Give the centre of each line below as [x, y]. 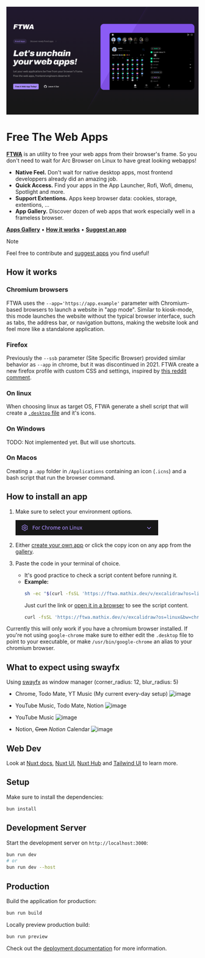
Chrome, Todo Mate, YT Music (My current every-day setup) [92, 694]
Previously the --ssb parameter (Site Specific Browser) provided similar [96, 358]
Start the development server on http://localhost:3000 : [77, 843]
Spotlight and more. [40, 191]
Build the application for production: [51, 901]
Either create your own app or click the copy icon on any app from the [103, 545]
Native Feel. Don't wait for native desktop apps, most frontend [94, 172]
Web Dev [24, 749]
